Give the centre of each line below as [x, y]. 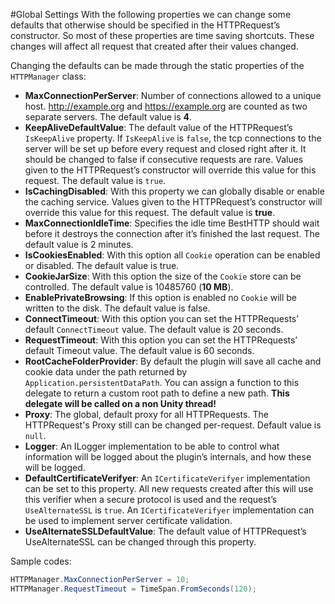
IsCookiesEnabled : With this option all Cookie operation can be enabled [172, 255]
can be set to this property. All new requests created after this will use [169, 488]
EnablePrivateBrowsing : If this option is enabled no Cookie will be [160, 297]
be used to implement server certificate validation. [128, 520]
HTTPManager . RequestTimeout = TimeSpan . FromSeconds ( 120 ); [133, 589]
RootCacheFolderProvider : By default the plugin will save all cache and [173, 361]
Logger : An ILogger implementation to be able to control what [152, 446]
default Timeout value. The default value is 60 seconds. [139, 350]
